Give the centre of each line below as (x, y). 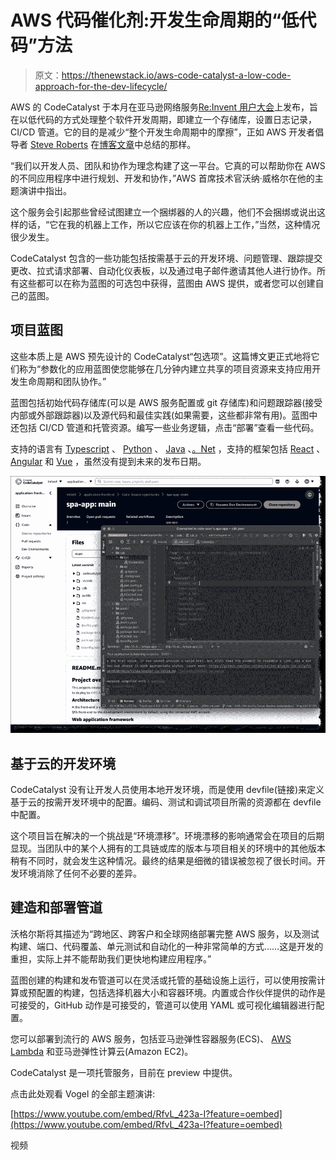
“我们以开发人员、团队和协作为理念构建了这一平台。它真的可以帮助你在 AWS (168, 165)
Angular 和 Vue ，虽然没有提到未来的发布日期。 (108, 461)
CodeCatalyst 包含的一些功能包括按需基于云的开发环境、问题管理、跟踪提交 (166, 258)
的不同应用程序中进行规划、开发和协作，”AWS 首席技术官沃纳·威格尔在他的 (162, 178)
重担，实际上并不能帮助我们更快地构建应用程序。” (111, 958)
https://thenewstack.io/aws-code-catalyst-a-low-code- (176, 75)
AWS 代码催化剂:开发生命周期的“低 (155, 20)
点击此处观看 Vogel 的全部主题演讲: (83, 1093)
